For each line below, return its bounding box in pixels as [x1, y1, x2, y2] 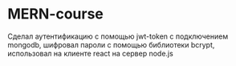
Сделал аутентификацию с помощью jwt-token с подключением [7, 31, 229, 41]
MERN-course [7, 5, 104, 23]
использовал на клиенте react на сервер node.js [7, 48, 173, 58]
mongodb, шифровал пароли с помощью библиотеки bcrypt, [7, 39, 215, 49]
